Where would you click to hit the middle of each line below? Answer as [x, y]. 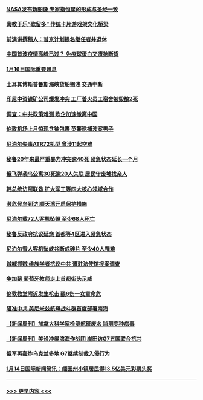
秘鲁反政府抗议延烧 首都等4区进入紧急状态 [59, 234]
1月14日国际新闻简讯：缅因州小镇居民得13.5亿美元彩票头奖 [79, 369]
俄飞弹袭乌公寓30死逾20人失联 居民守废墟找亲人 [67, 174]
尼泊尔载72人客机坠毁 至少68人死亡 [51, 218]
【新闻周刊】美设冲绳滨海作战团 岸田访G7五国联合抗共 [74, 338]
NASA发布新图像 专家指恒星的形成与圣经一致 [62, 9]
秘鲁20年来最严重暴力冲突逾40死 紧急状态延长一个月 [72, 159]
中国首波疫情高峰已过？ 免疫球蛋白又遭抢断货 [63, 54]
